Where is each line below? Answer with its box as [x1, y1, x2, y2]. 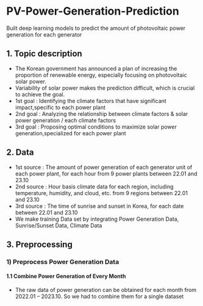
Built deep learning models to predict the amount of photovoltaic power [6, 24, 186, 32]
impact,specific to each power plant [15, 104, 105, 111]
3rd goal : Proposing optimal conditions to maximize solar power [15, 123, 177, 130]
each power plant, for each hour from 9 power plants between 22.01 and [15, 169, 198, 177]
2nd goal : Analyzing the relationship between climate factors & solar [15, 110, 188, 117]
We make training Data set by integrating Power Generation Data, [15, 215, 179, 222]
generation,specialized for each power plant [15, 129, 126, 137]
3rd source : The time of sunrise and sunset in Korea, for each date [15, 202, 184, 210]
